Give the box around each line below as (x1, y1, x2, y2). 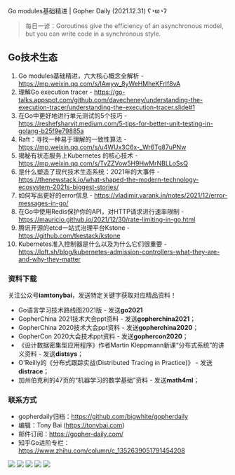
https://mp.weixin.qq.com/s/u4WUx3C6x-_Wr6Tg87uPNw (18, 143, 187, 151)
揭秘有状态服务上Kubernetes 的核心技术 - (18, 151, 138, 160)
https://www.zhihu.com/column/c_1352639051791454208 (18, 446, 185, 455)
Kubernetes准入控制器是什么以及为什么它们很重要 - (18, 240, 168, 248)
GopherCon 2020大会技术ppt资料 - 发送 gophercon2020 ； (18, 332, 189, 340)
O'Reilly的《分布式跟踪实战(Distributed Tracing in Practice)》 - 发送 (18, 359, 213, 367)
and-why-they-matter (18, 255, 81, 263)
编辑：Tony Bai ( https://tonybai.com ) (18, 421, 125, 429)
